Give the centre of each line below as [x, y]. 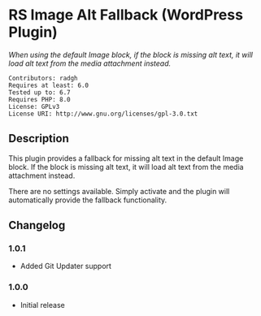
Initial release [42, 305]
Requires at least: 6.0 [49, 85]
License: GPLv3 [34, 106]
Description [39, 139]
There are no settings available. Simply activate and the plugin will [119, 191]
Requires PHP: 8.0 [39, 99]
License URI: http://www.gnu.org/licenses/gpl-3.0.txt [103, 114]
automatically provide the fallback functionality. [88, 200]
